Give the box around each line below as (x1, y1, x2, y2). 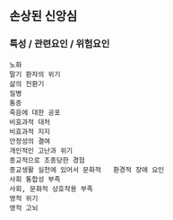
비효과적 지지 (9, 127, 51, 136)
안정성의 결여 (9, 136, 51, 145)
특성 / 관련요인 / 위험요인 (9, 38, 110, 50)
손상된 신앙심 (9, 8, 78, 24)
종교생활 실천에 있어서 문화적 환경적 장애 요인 (9, 165, 165, 174)
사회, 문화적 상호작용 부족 (9, 184, 93, 193)
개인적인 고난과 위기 (9, 146, 74, 155)
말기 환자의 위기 (9, 70, 61, 79)
